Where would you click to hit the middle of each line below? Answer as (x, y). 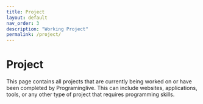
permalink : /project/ (34, 35)
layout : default (27, 18)
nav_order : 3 (23, 23)
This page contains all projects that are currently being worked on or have (99, 81)
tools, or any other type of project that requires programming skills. (91, 94)
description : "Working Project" (47, 29)
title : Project (26, 12)
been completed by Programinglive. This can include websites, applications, (102, 88)
